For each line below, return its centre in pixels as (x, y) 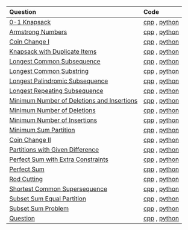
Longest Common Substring (49, 71)
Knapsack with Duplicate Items (53, 52)
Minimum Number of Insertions (53, 120)
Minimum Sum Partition (42, 130)
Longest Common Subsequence (55, 61)
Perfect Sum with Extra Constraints (59, 159)
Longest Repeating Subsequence (56, 91)
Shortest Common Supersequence (58, 189)
